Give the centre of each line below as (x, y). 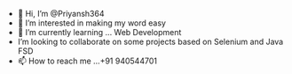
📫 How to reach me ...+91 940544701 (87, 61)
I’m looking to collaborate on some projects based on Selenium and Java (150, 41)
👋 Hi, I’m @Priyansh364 (61, 14)
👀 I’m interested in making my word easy (92, 23)
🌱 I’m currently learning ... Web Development (99, 32)
